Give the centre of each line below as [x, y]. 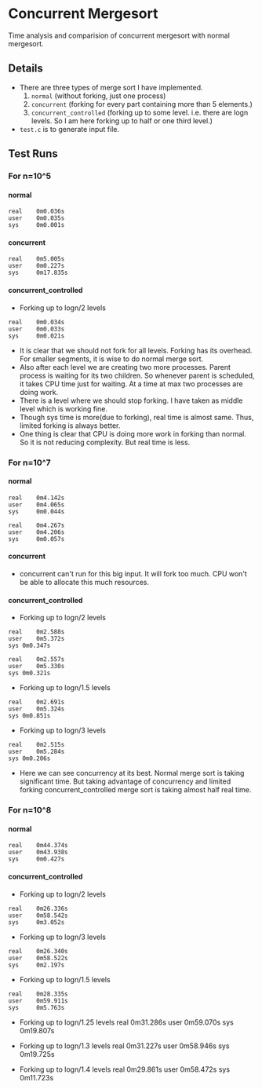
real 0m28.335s [38, 994]
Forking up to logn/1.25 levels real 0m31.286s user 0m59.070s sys [126, 1022]
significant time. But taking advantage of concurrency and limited [125, 781]
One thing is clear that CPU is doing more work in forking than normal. [133, 433]
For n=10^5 [30, 176]
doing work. [39, 392]
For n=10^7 [29, 462]
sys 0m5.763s [36, 1007]
